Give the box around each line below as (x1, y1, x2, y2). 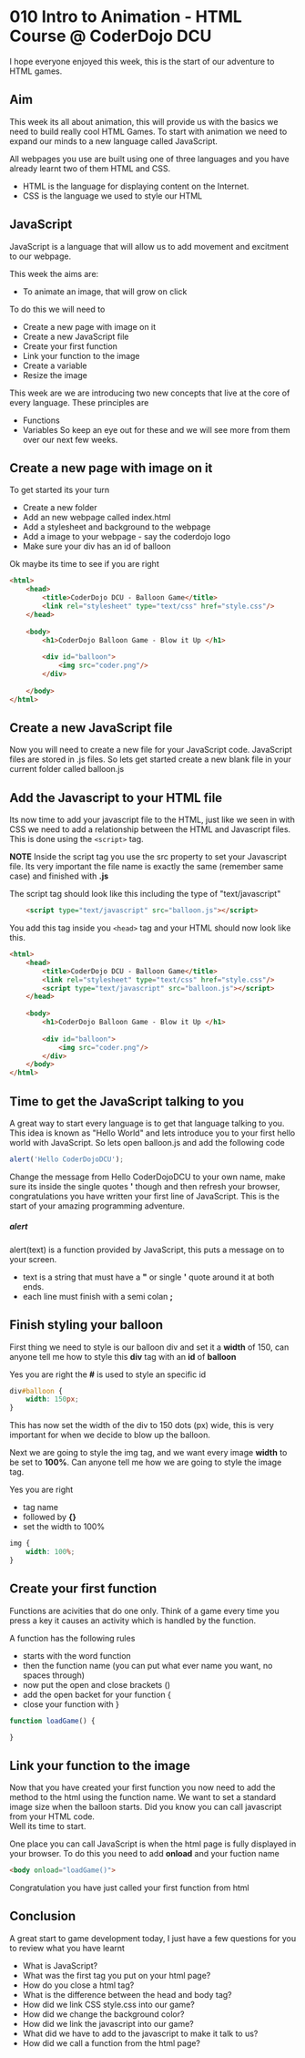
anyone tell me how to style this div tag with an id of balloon (9, 1351, 237, 1362)
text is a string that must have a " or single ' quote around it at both (22, 1271, 275, 1282)
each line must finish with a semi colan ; (22, 1291, 173, 1302)
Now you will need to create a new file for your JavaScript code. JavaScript (9, 745, 293, 756)
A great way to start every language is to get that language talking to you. (9, 1117, 285, 1128)
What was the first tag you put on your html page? (22, 1970, 211, 1981)
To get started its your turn (9, 485, 110, 496)
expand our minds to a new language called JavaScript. (9, 135, 219, 147)
